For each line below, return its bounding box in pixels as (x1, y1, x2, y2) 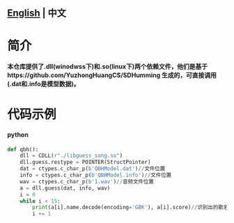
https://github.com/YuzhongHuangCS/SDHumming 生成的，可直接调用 (7, 71, 217, 79)
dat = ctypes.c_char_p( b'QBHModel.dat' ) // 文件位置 (19, 165, 166, 172)
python (7, 130, 29, 138)
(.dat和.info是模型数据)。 (7, 80, 80, 88)
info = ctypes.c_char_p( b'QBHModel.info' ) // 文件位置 (19, 172, 172, 179)
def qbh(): (7, 146, 39, 153)
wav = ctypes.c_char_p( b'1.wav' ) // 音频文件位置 (19, 178, 155, 185)
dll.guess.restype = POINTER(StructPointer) (19, 159, 151, 166)
